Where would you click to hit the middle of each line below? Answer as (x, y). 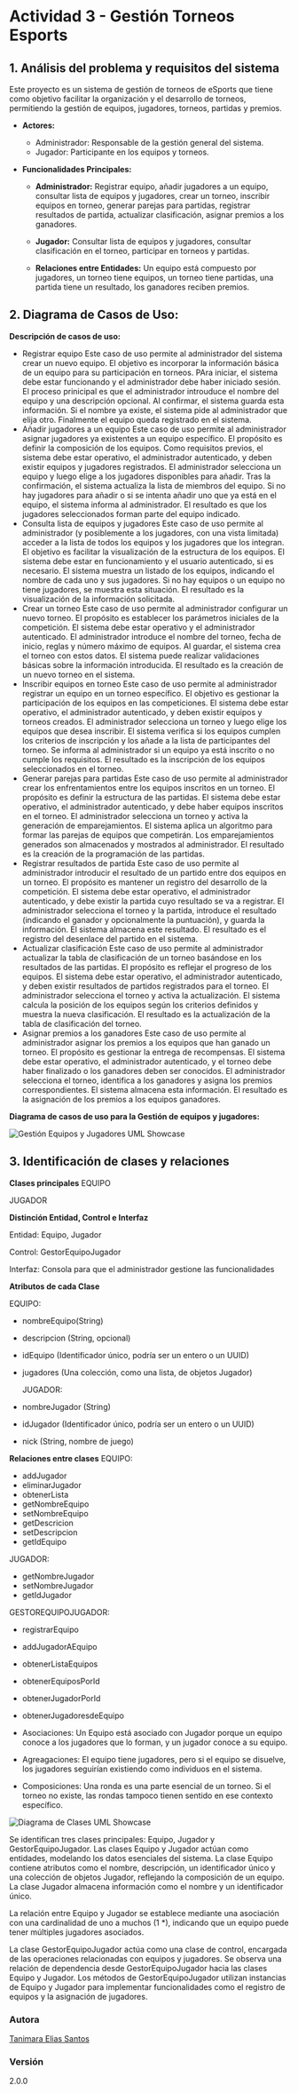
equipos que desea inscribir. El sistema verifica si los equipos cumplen (151, 731)
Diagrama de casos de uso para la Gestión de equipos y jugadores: (134, 1116)
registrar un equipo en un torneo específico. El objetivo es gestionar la (150, 693)
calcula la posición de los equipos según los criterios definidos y (140, 1005)
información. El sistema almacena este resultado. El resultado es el (144, 929)
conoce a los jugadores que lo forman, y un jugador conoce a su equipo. (155, 1742)
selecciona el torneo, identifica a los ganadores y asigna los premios (147, 1080)
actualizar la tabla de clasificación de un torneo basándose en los (142, 958)
